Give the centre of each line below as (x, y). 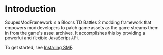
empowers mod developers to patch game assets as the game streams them (82, 27)
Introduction (31, 9)
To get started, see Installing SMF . (39, 47)
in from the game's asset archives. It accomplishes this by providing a (75, 33)
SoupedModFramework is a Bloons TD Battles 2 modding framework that (78, 22)
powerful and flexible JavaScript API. (42, 38)
